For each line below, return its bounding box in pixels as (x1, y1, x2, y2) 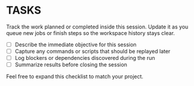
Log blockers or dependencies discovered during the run (14, 55, 155, 62)
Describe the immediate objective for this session (14, 41, 137, 48)
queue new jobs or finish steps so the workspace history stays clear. (6, 29, 175, 36)
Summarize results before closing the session (14, 61, 127, 68)
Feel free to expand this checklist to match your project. (6, 73, 144, 80)
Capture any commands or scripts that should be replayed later (14, 48, 171, 55)
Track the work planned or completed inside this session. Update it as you (6, 23, 189, 30)
